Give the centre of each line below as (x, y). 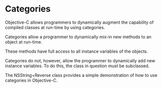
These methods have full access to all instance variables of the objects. (77, 51)
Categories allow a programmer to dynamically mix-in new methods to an (78, 37)
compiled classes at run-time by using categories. (55, 27)
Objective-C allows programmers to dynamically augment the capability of (79, 22)
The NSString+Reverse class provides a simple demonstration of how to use (81, 75)
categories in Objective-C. (31, 80)
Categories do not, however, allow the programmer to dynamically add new (80, 60)
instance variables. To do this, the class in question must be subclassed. (77, 66)
